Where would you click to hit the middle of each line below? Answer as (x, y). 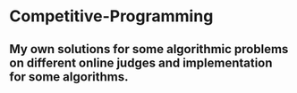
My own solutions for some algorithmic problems (149, 49)
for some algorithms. (69, 77)
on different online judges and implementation (141, 62)
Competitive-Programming (111, 16)
